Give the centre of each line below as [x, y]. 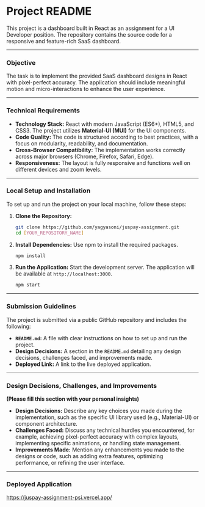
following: [19, 326]
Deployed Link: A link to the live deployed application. [83, 364]
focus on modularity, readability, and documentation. [81, 143]
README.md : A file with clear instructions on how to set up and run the [101, 338]
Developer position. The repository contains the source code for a [89, 34]
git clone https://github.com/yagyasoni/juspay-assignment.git [97, 227]
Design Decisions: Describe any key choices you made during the [99, 410]
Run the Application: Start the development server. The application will [105, 268]
